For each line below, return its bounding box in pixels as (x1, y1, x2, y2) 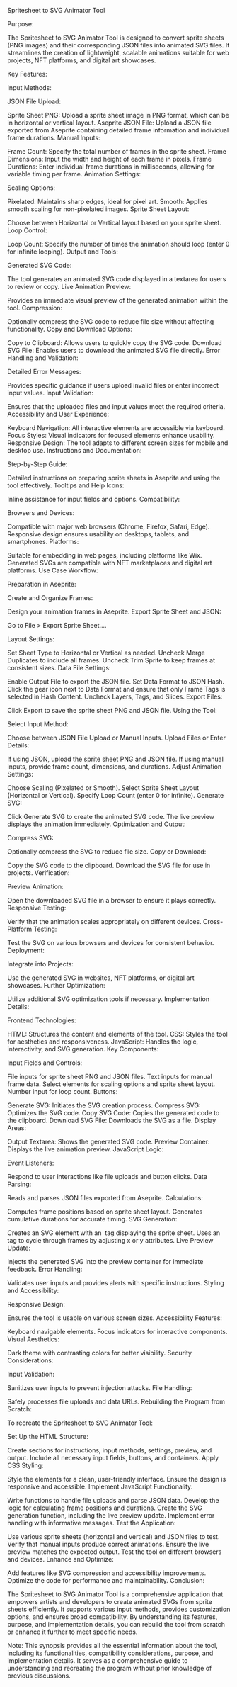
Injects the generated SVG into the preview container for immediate (7, 1258, 204, 1265)
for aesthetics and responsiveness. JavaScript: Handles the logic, (7, 1037, 199, 1046)
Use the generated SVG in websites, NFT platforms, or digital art (7, 974, 195, 982)
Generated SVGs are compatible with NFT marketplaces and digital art (7, 559, 212, 567)
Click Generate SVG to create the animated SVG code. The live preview (7, 813, 214, 820)
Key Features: (7, 70, 47, 78)
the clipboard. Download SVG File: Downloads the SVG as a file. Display (7, 1116, 216, 1124)
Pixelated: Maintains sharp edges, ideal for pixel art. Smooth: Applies (7, 198, 208, 205)
